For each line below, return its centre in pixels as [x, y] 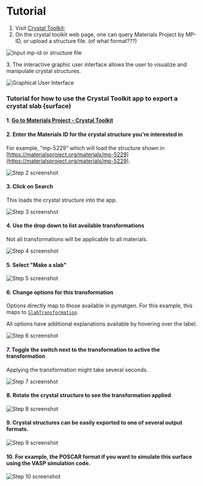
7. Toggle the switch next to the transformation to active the [83, 350]
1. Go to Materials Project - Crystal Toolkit [60, 120]
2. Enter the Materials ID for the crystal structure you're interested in [95, 134]
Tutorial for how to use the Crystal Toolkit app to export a [92, 98]
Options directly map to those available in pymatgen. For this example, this [99, 306]
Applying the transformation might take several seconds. [77, 369]
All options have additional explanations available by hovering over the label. [102, 324]
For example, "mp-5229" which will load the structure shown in [86, 148]
